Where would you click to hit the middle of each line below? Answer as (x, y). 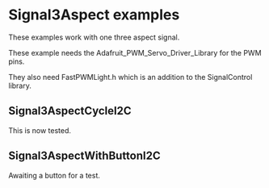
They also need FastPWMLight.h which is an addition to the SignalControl (130, 77)
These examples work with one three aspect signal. (94, 37)
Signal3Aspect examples (94, 15)
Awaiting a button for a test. (55, 175)
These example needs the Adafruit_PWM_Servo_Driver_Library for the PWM (135, 52)
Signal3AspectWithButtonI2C (84, 156)
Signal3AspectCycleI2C (70, 111)
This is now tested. (40, 130)
